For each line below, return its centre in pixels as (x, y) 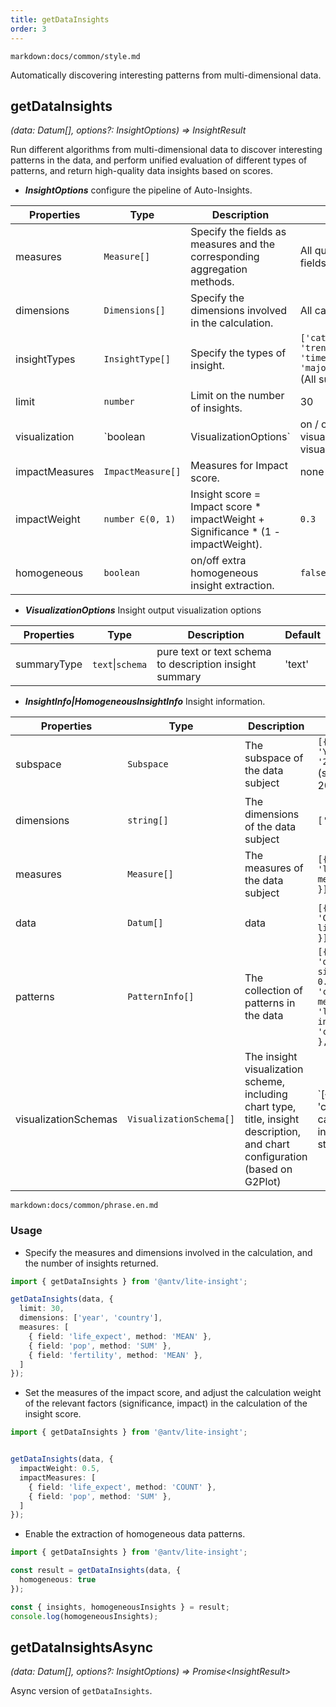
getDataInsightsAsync (82, 1647)
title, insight (272, 1119)
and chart (267, 1144)
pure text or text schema (214, 652)
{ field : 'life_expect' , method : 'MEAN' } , (120, 1336)
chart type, (270, 1107)
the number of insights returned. (91, 1263)
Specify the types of (238, 353)
